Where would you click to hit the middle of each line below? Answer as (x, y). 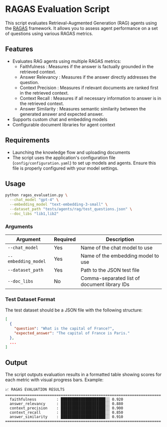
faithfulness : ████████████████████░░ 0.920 (66, 400)
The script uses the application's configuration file (64, 157)
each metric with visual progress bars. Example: (54, 380)
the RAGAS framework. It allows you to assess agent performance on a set (82, 28)
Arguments (19, 226)
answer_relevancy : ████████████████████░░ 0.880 (66, 404)
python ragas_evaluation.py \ (37, 195)
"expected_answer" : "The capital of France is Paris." (72, 333)
